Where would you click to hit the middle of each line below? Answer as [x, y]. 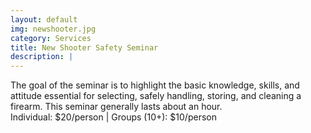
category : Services [51, 38]
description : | [42, 57]
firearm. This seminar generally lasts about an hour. [116, 107]
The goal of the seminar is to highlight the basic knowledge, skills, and [155, 85]
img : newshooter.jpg [53, 29]
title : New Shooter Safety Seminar [84, 47]
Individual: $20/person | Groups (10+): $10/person [113, 117]
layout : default [44, 19]
